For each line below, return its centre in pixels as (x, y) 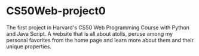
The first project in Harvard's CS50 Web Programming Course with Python (98, 27)
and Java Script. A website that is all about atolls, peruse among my (90, 33)
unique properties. (29, 46)
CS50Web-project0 (56, 11)
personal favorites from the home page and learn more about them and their (100, 40)
